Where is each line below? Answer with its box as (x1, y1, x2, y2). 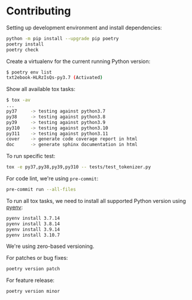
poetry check (6, 47, 39, 53)
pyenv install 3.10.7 (6, 232, 60, 238)
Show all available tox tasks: (6, 86, 76, 93)
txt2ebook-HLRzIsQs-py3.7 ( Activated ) (6, 75, 103, 81)
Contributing (6, 4, 71, 18)
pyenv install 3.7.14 (6, 215, 60, 221)
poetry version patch (6, 266, 60, 272)
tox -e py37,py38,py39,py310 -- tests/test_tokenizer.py (6, 164, 151, 170)
